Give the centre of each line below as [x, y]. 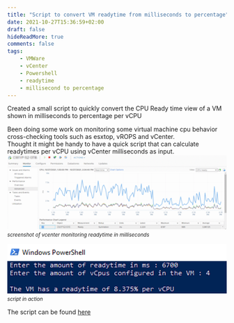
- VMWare [32, 59]
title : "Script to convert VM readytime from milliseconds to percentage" [118, 15]
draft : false [26, 29]
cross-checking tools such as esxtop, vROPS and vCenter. [91, 137]
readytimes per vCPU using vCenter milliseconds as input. [91, 151]
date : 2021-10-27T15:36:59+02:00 [56, 22]
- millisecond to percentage [62, 88]
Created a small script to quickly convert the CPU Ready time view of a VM [115, 108]
